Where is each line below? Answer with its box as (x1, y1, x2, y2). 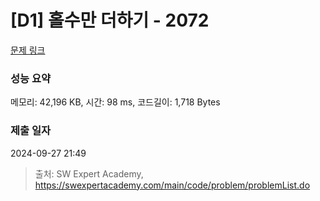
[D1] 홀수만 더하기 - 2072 (10, 9, 210, 32)
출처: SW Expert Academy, (34, 167, 144, 180)
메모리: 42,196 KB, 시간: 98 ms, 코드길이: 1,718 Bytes (10, 96, 221, 108)
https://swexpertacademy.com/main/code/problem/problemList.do (34, 179, 311, 191)
